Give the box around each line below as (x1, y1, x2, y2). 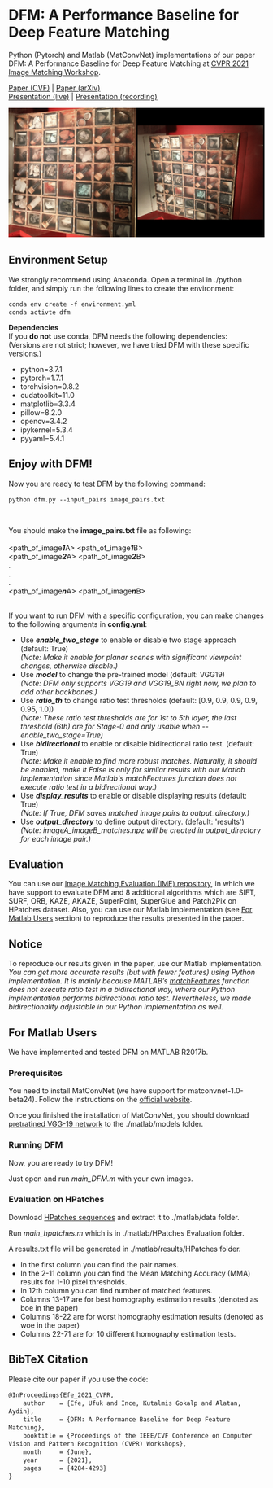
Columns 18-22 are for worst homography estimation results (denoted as (19, 1311, 264, 1321)
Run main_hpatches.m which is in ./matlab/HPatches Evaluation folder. (8, 1228, 245, 1238)
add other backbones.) (19, 686, 97, 697)
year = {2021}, (23, 1455, 93, 1464)
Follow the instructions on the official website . (38, 1095, 193, 1105)
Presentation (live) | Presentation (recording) (8, 91, 158, 101)
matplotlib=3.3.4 (19, 399, 76, 409)
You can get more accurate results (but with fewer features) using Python (8, 967, 256, 978)
